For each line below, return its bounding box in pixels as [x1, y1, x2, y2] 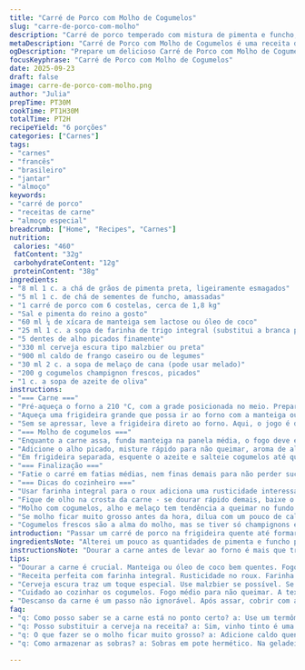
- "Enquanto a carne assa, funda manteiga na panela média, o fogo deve [9, 435, 290, 445]
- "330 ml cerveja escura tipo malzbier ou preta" [9, 343, 205, 352]
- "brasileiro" [9, 165, 67, 175]
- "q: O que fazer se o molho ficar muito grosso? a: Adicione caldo [9, 630, 279, 639]
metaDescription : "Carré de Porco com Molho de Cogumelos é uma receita [9, 38, 290, 48]
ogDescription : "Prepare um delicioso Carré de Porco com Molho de [9, 47, 271, 56]
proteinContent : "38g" [13, 267, 100, 276]
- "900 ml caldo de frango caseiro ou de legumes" [9, 351, 205, 360]
